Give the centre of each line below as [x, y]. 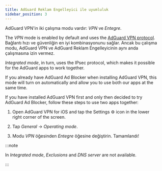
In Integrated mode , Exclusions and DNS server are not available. [71, 155]
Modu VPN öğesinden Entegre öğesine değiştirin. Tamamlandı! [75, 136]
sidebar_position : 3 [26, 14]
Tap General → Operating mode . [45, 126]
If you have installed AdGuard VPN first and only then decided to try [74, 97]
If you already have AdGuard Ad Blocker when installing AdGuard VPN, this [81, 77]
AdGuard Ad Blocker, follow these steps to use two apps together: [72, 102]
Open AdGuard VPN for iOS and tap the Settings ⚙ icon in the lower [81, 112]
